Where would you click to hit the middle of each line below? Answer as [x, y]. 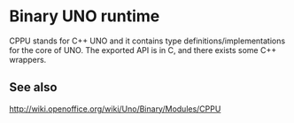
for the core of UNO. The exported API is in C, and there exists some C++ [143, 50]
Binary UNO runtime [85, 16]
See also [33, 87]
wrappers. [28, 59]
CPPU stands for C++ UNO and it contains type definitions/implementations [147, 41]
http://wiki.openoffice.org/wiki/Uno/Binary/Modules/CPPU [115, 109]
